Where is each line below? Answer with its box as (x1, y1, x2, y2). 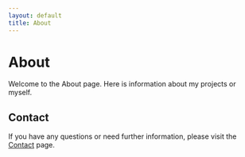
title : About (8, 19, 52, 27)
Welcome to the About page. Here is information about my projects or (8, 79, 236, 89)
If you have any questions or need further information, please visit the (8, 132, 237, 141)
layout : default (8, 11, 62, 20)
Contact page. (8, 140, 56, 150)
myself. (8, 88, 33, 98)
